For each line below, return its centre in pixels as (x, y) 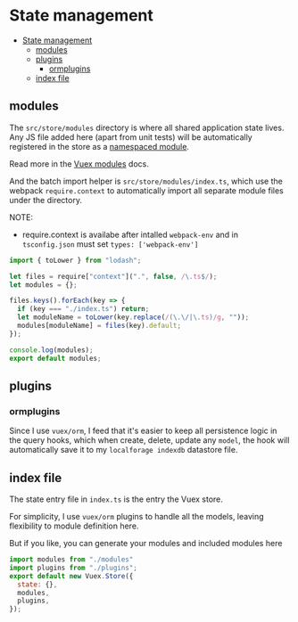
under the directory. (46, 200)
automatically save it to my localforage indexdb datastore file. (124, 450)
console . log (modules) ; (51, 350)
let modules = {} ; (43, 285)
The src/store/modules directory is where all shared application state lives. (147, 127)
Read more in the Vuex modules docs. (79, 164)
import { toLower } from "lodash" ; (75, 260)
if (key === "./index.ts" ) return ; (83, 309)
